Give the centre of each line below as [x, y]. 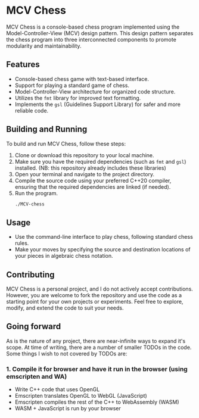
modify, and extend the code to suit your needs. [65, 308]
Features [23, 65]
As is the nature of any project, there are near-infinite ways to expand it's [96, 341]
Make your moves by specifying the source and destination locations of [102, 249]
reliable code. [32, 110]
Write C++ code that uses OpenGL [57, 389]
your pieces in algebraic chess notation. [64, 256]
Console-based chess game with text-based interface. [82, 79]
